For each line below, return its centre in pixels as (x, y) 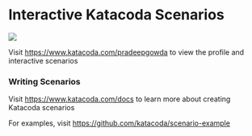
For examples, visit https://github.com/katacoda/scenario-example (119, 123)
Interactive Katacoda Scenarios (116, 15)
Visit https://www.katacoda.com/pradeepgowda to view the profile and (126, 52)
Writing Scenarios (44, 81)
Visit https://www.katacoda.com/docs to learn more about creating (120, 99)
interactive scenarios (43, 60)
